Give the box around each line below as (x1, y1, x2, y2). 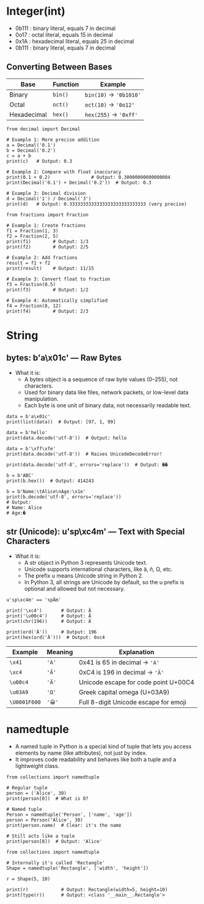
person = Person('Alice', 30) (6, 816, 84, 823)
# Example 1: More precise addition (6, 137, 100, 143)
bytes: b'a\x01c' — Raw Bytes (6, 353, 122, 363)
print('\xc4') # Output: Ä (6, 608, 92, 614)
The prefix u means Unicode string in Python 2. (24, 571, 144, 579)
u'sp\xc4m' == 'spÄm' (6, 597, 62, 603)
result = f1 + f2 (6, 260, 51, 266)
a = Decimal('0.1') (6, 142, 56, 148)
